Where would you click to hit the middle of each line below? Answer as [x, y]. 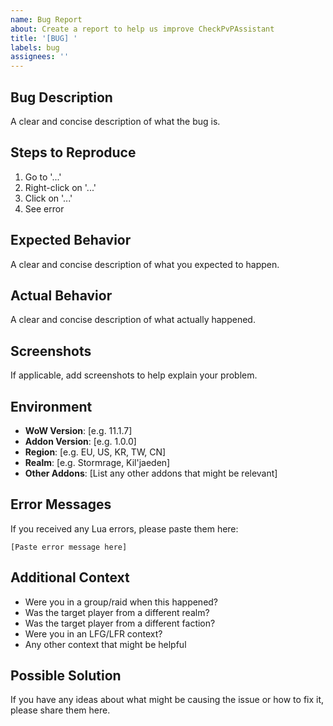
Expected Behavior [71, 240]
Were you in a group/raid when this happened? [121, 602]
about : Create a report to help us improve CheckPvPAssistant [142, 29]
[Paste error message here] [69, 547]
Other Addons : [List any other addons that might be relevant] [151, 473]
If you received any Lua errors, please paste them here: [124, 528]
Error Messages [61, 504]
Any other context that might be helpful [105, 644]
